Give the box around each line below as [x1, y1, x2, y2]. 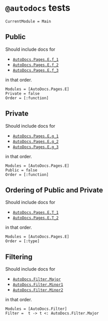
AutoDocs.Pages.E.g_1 [12, 133, 59, 139]
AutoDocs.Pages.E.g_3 [12, 144, 59, 150]
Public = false [5, 167, 38, 172]
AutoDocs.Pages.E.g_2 [12, 139, 59, 144]
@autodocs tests [5, 2, 70, 14]
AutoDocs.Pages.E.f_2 [12, 62, 59, 68]
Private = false [5, 91, 40, 96]
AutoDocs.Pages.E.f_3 [12, 68, 59, 73]
